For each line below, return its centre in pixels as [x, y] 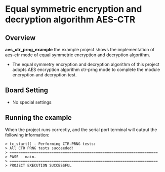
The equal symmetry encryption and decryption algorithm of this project [86, 64]
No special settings [32, 102]
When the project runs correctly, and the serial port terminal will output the [81, 130]
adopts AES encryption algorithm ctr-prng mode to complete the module [86, 69]
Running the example [39, 118]
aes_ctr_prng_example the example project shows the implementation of [80, 50]
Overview [21, 38]
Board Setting [27, 90]
